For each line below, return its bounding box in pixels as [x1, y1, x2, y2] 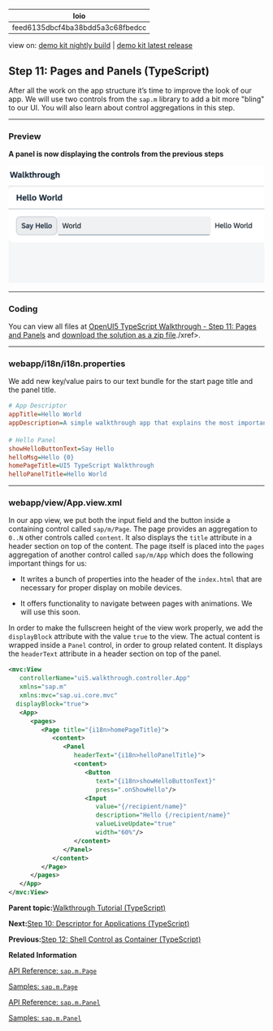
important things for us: [8, 559, 87, 568]
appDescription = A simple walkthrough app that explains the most [8, 419, 234, 427]
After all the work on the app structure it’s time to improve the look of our [8, 86, 252, 96]
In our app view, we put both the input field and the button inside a [8, 515, 231, 525]
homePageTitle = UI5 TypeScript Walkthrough [8, 462, 154, 470]
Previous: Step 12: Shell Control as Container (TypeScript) [8, 934, 201, 944]
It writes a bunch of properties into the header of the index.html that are [19, 574, 262, 585]
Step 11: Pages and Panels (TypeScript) [8, 64, 210, 78]
